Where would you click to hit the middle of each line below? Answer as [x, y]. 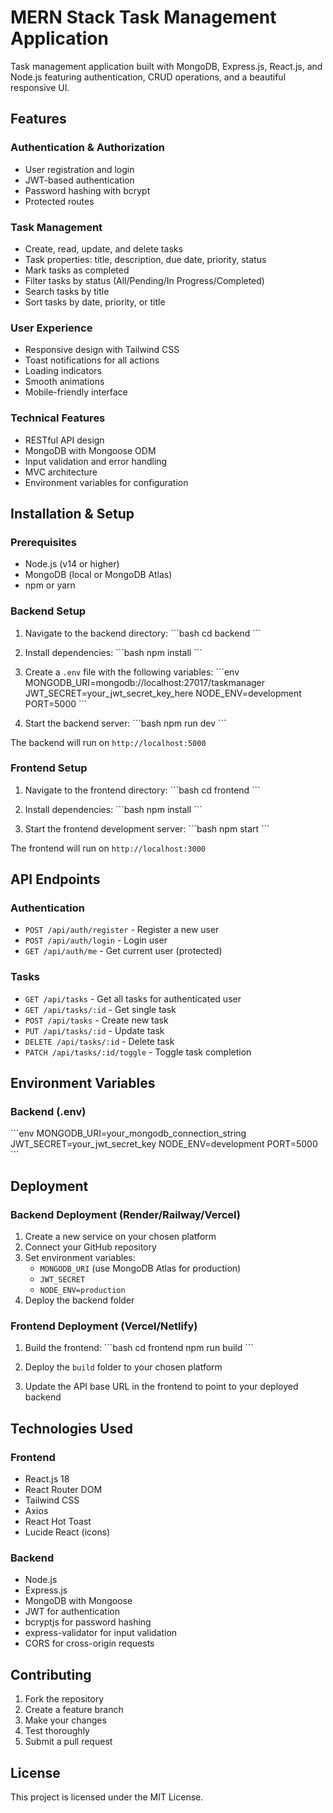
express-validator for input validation [101, 1633]
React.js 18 [47, 1479]
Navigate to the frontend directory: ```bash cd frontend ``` [142, 790]
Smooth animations [64, 382]
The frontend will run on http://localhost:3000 [108, 848]
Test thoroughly [57, 1731]
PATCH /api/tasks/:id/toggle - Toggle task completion [138, 1052]
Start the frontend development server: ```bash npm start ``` [147, 828]
